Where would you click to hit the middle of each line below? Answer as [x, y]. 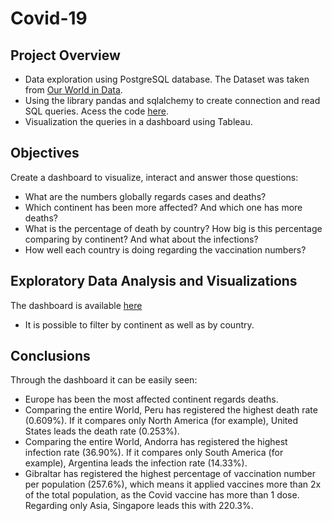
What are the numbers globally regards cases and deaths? [145, 196]
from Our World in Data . [73, 90]
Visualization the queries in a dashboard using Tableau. [138, 121]
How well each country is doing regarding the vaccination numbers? [165, 249]
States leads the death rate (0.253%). [102, 431]
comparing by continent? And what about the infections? [141, 239]
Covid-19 [49, 18]
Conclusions [50, 356]
